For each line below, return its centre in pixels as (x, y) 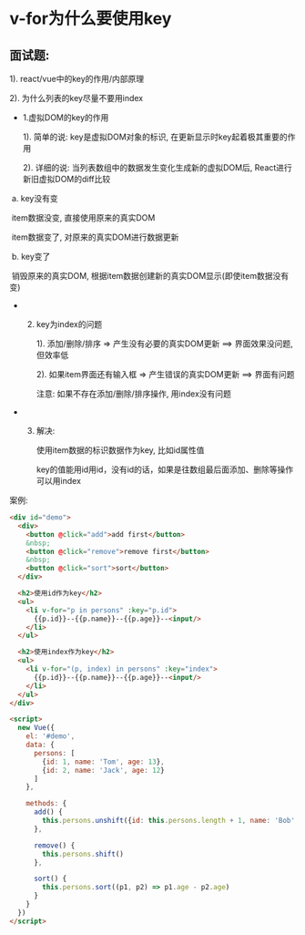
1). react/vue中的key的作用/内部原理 (77, 79)
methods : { (46, 804)
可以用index (59, 481)
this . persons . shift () (83, 854)
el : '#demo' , (51, 736)
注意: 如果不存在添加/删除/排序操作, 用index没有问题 (134, 394)
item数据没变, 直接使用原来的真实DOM (83, 218)
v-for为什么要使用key (91, 19)
